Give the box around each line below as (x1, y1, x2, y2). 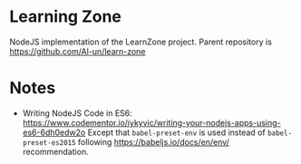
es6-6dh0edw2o (22, 127, 86, 138)
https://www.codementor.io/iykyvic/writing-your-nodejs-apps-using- (22, 117, 281, 128)
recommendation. (22, 146, 89, 157)
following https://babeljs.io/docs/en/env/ (77, 136, 229, 147)
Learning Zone (9, 6, 122, 27)
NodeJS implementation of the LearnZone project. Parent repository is (9, 36, 272, 47)
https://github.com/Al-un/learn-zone (9, 45, 146, 56)
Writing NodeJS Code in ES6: (22, 107, 133, 119)
